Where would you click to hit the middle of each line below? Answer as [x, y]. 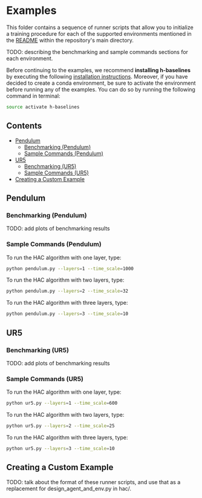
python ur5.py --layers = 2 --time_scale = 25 [60, 426]
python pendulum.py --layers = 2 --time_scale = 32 [67, 291]
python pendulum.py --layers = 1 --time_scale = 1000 [70, 268]
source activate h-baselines [43, 107]
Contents [24, 126]
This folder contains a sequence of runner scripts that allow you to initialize [100, 27]
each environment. [30, 58]
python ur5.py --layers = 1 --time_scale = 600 [62, 403]
